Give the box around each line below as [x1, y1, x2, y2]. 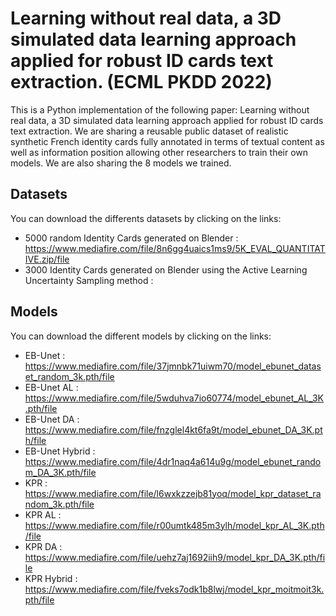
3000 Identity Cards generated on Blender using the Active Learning [24, 263, 308, 276]
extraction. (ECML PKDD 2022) [10, 71, 273, 94]
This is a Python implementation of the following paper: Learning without [10, 103, 310, 116]
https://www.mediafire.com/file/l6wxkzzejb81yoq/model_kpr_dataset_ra [24, 487, 322, 499]
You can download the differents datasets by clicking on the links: [10, 212, 282, 224]
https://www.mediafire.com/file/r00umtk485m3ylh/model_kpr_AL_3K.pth [24, 519, 325, 531]
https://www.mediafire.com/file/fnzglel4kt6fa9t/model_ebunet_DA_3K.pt [24, 423, 323, 436]
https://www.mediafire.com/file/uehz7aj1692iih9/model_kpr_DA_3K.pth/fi [24, 551, 326, 563]
